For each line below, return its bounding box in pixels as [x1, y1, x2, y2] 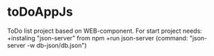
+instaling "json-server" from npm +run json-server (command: [7, 33, 188, 42]
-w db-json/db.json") [27, 41, 88, 49]
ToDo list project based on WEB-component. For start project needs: [7, 27, 202, 35]
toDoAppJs [7, 4, 73, 20]
